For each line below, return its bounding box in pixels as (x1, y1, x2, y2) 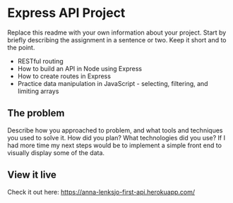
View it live (7, 169, 56, 181)
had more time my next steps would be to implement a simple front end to (7, 141, 222, 149)
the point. (7, 43, 35, 51)
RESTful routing (17, 56, 64, 65)
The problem (7, 107, 65, 119)
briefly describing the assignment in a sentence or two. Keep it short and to (7, 35, 227, 44)
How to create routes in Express (17, 72, 112, 80)
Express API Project (7, 5, 126, 21)
